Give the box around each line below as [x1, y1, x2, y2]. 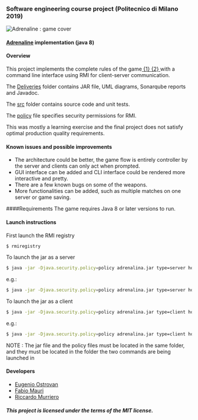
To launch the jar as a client [6, 298, 73, 305]
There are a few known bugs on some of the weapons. [14, 181, 148, 188]
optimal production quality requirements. [6, 130, 105, 137]
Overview [6, 52, 31, 59]
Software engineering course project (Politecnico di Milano [6, 5, 179, 13]
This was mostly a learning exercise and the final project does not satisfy [6, 124, 184, 131]
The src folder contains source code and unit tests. [6, 101, 130, 108]
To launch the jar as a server [6, 254, 75, 261]
